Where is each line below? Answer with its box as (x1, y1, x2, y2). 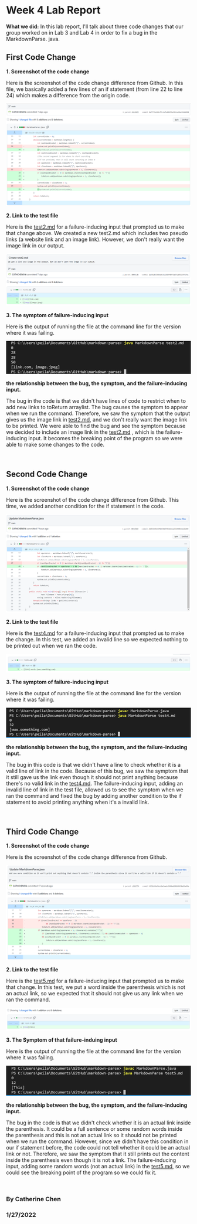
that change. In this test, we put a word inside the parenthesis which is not (6, 983, 186, 991)
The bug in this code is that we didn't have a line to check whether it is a (6, 761, 181, 768)
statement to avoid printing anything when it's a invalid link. (6, 798, 150, 805)
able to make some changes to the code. (6, 441, 104, 448)
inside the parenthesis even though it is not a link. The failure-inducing (6, 1157, 176, 1164)
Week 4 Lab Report (6, 4, 101, 17)
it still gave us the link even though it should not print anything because (6, 773, 178, 780)
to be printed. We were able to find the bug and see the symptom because (6, 422, 186, 429)
